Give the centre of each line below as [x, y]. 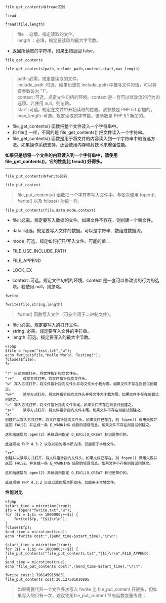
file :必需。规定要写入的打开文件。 [47, 325]
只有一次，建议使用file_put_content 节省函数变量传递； [90, 595]
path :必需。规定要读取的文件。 [49, 79]
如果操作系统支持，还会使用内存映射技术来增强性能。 [75, 145]
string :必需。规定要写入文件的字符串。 [52, 331]
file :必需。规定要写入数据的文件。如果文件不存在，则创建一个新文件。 [84, 220]
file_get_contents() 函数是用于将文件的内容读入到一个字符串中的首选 [82, 138]
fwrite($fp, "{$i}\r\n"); [41, 519]
